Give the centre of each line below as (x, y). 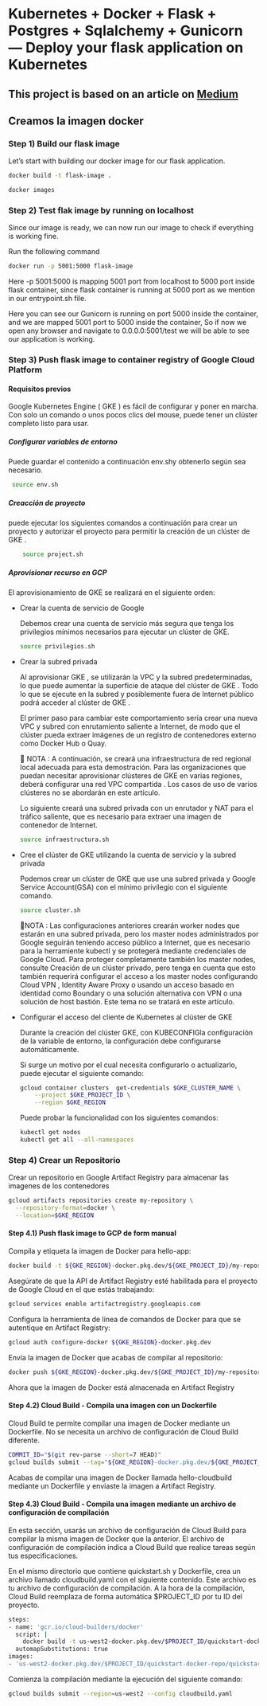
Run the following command (54, 252)
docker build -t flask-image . (60, 176)
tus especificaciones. (43, 1555)
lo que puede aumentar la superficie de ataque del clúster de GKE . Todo (139, 685)
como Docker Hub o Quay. (63, 743)
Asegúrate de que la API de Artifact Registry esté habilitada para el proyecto (133, 1281)
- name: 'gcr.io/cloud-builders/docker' (76, 1627)
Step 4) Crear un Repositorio (64, 1160)
